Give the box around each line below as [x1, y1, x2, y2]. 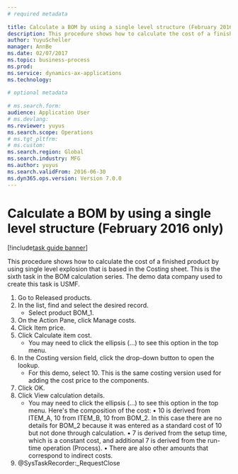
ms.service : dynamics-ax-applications [7, 69, 122, 76]
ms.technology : [7, 76, 52, 83]
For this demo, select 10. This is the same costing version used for [28, 369, 222, 377]
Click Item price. [17, 323, 66, 333]
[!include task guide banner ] [7, 243, 89, 252]
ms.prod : [7, 63, 33, 70]
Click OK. [17, 383, 45, 393]
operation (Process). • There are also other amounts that [42, 444, 209, 453]
